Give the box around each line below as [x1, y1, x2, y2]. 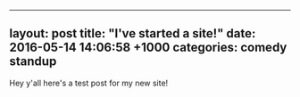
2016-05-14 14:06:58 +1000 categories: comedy [9, 40, 287, 55]
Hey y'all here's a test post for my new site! [9, 77, 169, 88]
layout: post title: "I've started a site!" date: [9, 26, 256, 41]
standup [9, 54, 57, 69]
